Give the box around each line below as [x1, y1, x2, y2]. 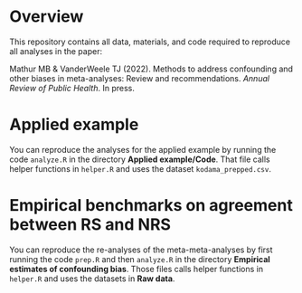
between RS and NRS [9, 214, 172, 235]
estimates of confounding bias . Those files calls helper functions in [9, 263, 264, 274]
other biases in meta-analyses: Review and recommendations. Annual [9, 72, 269, 83]
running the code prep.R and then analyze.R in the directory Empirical [9, 253, 271, 264]
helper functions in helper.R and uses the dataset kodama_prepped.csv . [9, 163, 271, 174]
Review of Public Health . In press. [9, 82, 136, 93]
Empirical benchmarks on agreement [9, 195, 294, 216]
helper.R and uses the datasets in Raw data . [9, 273, 175, 284]
